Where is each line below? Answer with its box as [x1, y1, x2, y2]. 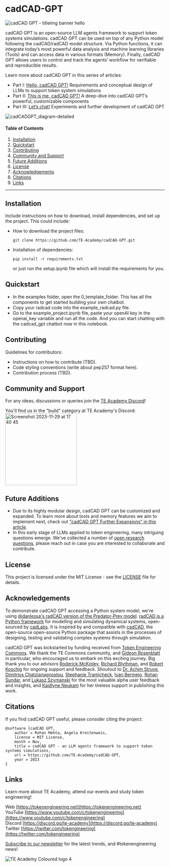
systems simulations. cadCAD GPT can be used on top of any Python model [5, 35, 163, 41]
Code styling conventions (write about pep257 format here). [12, 364, 138, 370]
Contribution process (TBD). [12, 369, 72, 375]
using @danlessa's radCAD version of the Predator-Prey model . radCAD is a [5, 613, 164, 619]
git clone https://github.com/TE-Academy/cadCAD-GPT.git [12, 238, 136, 243]
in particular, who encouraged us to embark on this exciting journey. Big [5, 655, 155, 661]
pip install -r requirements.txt [12, 256, 83, 262]
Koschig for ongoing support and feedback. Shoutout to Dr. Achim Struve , [5, 666, 159, 672]
